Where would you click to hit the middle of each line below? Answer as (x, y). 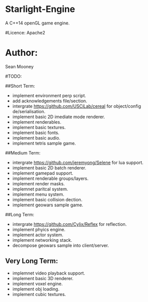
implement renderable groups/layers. (50, 178)
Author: (22, 53)
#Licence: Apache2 (25, 32)
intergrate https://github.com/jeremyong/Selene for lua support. (78, 162)
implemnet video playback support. (49, 273)
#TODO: (14, 76)
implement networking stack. (42, 240)
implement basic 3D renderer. (43, 278)
